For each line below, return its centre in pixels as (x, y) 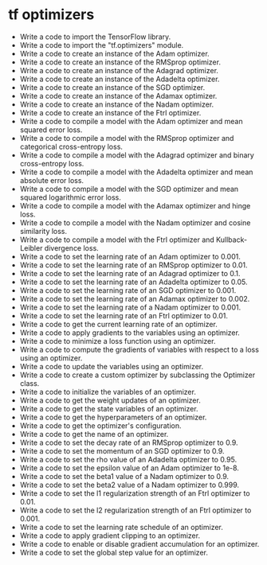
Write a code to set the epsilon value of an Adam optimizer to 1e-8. (129, 468)
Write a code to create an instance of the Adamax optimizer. (118, 95)
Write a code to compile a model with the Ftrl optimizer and (117, 240)
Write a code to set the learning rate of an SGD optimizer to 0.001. (128, 290)
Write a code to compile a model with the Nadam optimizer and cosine (135, 222)
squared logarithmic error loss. (70, 197)
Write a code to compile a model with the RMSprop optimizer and (127, 138)
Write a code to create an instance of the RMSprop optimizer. (120, 62)
